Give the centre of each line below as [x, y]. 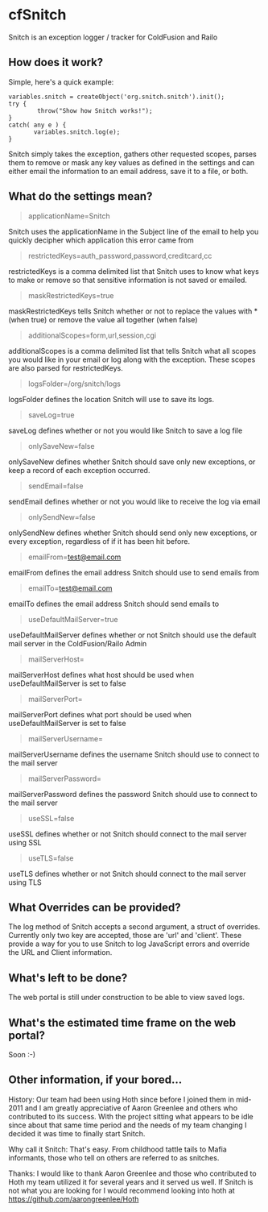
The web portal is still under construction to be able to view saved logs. [127, 998]
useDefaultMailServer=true [73, 619]
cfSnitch [37, 15]
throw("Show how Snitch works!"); [95, 110]
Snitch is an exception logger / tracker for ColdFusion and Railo [113, 37]
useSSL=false [51, 818]
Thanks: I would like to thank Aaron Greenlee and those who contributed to [132, 1173]
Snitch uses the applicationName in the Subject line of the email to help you [134, 231]
